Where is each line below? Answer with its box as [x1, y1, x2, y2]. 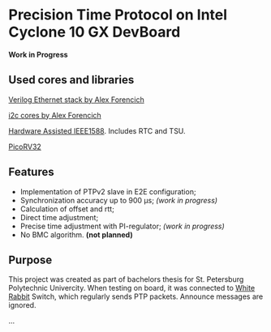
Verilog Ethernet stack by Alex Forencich [8, 95, 144, 104]
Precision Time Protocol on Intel [8, 6, 228, 24]
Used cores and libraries [8, 73, 135, 87]
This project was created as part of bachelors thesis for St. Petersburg [8, 275, 244, 284]
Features [8, 165, 54, 179]
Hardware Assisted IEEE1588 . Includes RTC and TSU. [8, 126, 186, 135]
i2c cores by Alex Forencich [8, 110, 101, 120]
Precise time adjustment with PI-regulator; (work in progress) [19, 221, 225, 231]
